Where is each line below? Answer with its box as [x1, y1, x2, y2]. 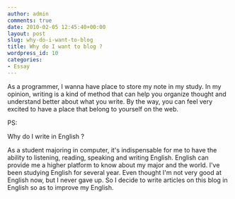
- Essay [7, 63, 30, 70]
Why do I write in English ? [7, 132, 85, 140]
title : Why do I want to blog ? [7, 43, 103, 50]
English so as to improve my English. [7, 183, 115, 191]
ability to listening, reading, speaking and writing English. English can [7, 153, 209, 162]
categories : [7, 56, 42, 64]
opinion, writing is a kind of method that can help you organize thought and [7, 90, 227, 98]
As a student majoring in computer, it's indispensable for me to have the [7, 145, 217, 154]
